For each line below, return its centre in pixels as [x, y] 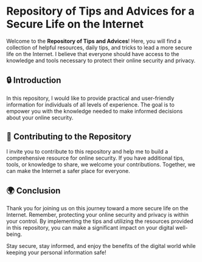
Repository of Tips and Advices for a [100, 11]
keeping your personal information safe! [56, 253]
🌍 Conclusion [33, 190]
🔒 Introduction [34, 80]
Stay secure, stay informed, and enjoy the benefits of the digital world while [101, 246]
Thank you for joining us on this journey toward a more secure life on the [97, 208]
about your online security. [40, 118]
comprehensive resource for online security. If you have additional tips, [95, 158]
